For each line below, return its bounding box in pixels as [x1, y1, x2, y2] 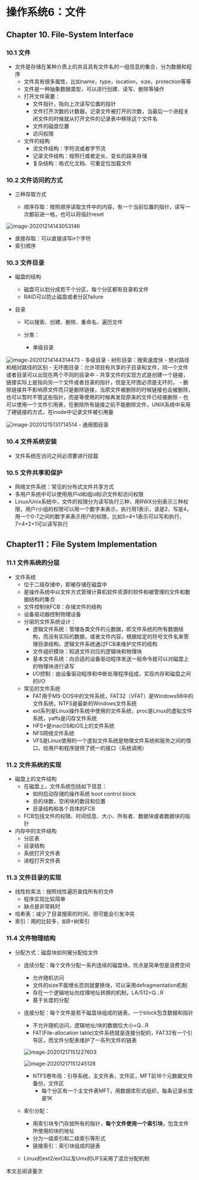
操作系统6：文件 [6, 5, 86, 19]
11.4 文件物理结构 [6, 934, 56, 943]
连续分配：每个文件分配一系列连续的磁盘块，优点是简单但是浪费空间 [23, 961, 191, 968]
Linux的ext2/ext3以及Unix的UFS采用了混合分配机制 [23, 1154, 150, 1162]
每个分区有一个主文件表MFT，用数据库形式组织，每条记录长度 [41, 1087, 194, 1094]
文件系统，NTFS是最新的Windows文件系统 [32, 699, 137, 707]
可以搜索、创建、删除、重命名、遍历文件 [23, 319, 123, 326]
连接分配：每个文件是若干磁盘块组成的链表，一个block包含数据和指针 [23, 1009, 194, 1016]
